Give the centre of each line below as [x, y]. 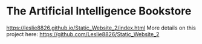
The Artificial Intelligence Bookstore [99, 11]
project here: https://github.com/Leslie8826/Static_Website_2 [83, 34]
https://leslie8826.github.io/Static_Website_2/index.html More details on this [101, 28]
